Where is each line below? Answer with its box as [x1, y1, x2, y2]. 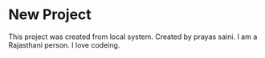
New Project [8, 6, 92, 24]
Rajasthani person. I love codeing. [8, 40, 120, 49]
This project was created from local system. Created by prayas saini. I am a [8, 32, 258, 41]
